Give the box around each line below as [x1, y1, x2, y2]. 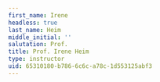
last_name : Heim [8, 26, 61, 34]
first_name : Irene [8, 11, 68, 20]
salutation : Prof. [8, 41, 68, 48]
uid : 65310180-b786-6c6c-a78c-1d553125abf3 [8, 62, 153, 70]
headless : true [8, 19, 58, 27]
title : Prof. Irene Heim [8, 48, 89, 55]
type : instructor [8, 55, 65, 63]
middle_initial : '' [8, 33, 72, 41]
